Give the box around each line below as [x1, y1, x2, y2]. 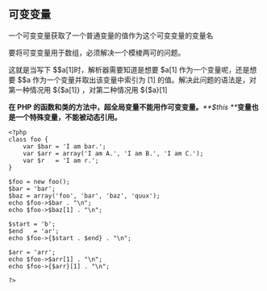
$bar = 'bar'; [8, 185, 56, 193]
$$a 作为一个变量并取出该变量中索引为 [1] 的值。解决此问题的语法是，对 [17, 75, 257, 85]
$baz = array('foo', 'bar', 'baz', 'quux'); [8, 192, 161, 200]
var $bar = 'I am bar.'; [23, 142, 106, 151]
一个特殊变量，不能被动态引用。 [15, 112, 122, 122]
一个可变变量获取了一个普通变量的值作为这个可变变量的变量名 [8, 31, 214, 40]
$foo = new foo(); [8, 177, 70, 185]
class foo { [8, 135, 48, 143]
